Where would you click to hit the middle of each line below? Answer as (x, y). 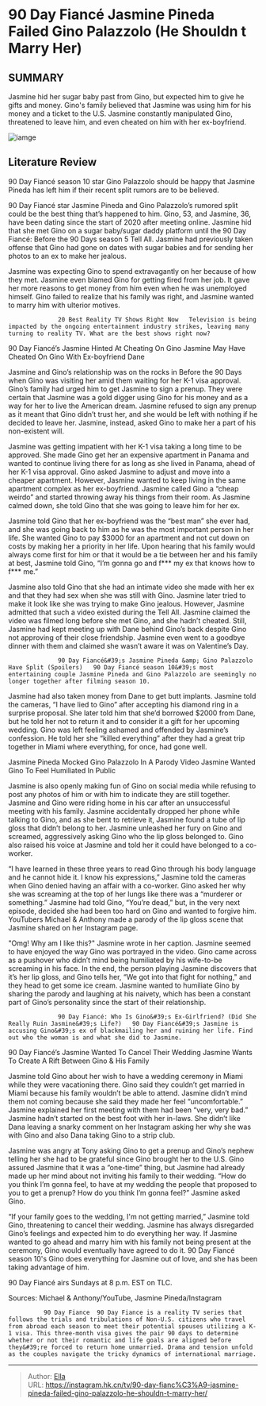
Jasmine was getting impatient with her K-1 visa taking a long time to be (125, 446)
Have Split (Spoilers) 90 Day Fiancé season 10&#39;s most (111, 667)
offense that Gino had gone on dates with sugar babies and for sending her (131, 247)
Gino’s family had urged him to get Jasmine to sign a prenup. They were (125, 389)
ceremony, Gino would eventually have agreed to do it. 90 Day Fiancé (122, 1250)
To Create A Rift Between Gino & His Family (79, 1061)
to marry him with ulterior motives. (64, 305)
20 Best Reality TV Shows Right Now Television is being (158, 319)
